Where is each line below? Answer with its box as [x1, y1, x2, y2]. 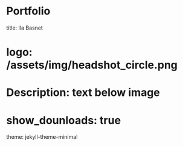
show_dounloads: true [6, 113, 121, 127]
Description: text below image [6, 86, 160, 100]
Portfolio [6, 4, 51, 18]
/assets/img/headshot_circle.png [6, 59, 178, 72]
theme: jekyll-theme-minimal [6, 133, 78, 141]
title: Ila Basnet [6, 24, 43, 31]
